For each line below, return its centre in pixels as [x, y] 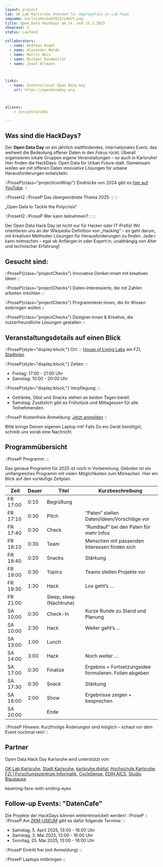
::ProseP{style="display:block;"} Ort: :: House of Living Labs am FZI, [73, 350]
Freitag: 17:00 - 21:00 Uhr [37, 373]
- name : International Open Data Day [48, 86]
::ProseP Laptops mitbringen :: [35, 859]
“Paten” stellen [102, 513]
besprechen [99, 701]
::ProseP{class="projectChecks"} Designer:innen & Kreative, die [69, 317]
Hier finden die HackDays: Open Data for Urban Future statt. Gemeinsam [78, 163]
